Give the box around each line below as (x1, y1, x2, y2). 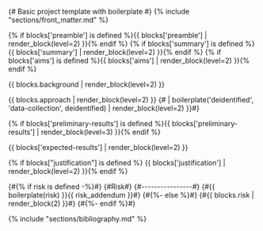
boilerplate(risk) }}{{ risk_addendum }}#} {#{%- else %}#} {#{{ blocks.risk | (8, 191, 255, 199)
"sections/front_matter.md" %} (8, 15, 109, 25)
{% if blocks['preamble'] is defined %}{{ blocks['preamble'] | (8, 31, 208, 40)
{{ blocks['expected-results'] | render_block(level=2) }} (8, 143, 189, 152)
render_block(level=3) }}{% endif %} (40, 127, 161, 137)
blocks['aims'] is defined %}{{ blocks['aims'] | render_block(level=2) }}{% (8, 56, 250, 65)
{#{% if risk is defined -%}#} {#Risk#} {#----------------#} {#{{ (8, 182, 215, 191)
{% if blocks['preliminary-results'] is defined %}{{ (8, 119, 170, 128)
